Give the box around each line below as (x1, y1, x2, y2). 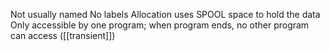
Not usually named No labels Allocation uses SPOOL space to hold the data (10, 9, 321, 20)
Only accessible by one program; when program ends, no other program (10, 19, 310, 31)
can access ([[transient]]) (10, 30, 116, 41)
